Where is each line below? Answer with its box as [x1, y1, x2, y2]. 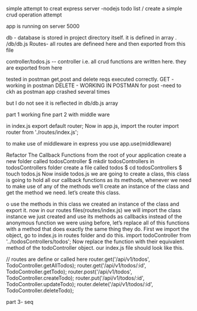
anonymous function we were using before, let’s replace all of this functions [6, 219, 190, 226]
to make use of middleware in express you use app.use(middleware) [6, 140, 172, 147]
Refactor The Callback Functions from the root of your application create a [6, 151, 186, 158]
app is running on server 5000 [6, 23, 80, 29]
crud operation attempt [6, 11, 62, 18]
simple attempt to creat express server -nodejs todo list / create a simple [6, 5, 182, 12]
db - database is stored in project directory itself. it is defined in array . [6, 34, 177, 41]
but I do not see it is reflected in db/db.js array [6, 100, 119, 107]
